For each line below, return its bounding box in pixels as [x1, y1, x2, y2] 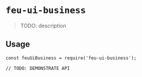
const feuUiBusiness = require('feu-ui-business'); [5, 55, 137, 61]
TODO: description [20, 22, 67, 29]
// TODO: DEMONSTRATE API [5, 65, 70, 71]
